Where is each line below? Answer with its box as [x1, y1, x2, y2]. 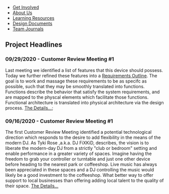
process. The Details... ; [5, 105, 53, 111]
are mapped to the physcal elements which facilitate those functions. [5, 94, 149, 100]
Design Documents [12, 20, 52, 26]
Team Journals [12, 26, 44, 32]
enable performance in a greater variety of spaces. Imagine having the [5, 150, 152, 157]
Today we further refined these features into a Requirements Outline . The [5, 72, 157, 79]
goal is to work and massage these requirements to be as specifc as [5, 78, 147, 84]
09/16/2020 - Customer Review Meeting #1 [5, 118, 114, 125]
